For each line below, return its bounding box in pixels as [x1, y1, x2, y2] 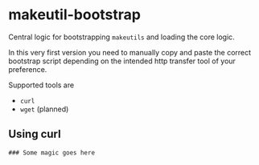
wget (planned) [19, 104, 69, 114]
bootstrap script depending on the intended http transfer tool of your [8, 56, 236, 66]
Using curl [8, 127, 62, 141]
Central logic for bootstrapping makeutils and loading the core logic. [8, 32, 235, 42]
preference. [8, 64, 47, 74]
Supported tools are [8, 80, 75, 90]
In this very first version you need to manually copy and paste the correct [8, 47, 252, 57]
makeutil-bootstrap [8, 6, 141, 24]
